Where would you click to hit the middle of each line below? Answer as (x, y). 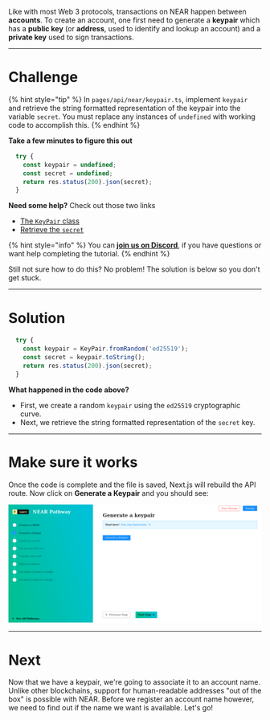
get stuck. (25, 278)
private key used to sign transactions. (71, 37)
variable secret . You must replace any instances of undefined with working (132, 117)
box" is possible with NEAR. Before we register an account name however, (131, 699)
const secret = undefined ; (68, 173)
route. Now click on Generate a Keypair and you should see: (108, 493)
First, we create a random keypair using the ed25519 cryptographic (130, 405)
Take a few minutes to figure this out (70, 141)
